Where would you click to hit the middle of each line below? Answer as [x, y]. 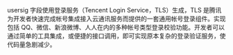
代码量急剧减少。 [32, 44]
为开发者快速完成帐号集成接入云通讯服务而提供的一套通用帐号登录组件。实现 [116, 19]
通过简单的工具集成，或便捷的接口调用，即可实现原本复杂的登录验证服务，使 [116, 36]
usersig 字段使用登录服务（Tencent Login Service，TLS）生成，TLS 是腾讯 [114, 10]
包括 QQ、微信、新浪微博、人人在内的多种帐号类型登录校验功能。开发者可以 [116, 27]
